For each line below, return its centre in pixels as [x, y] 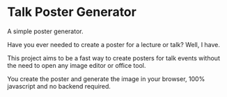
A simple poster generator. [45, 31]
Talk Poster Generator [72, 12]
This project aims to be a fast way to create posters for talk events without [114, 58]
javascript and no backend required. [59, 86]
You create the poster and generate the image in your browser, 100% [106, 79]
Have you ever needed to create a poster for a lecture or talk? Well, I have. [114, 44]
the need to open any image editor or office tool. [77, 65]
